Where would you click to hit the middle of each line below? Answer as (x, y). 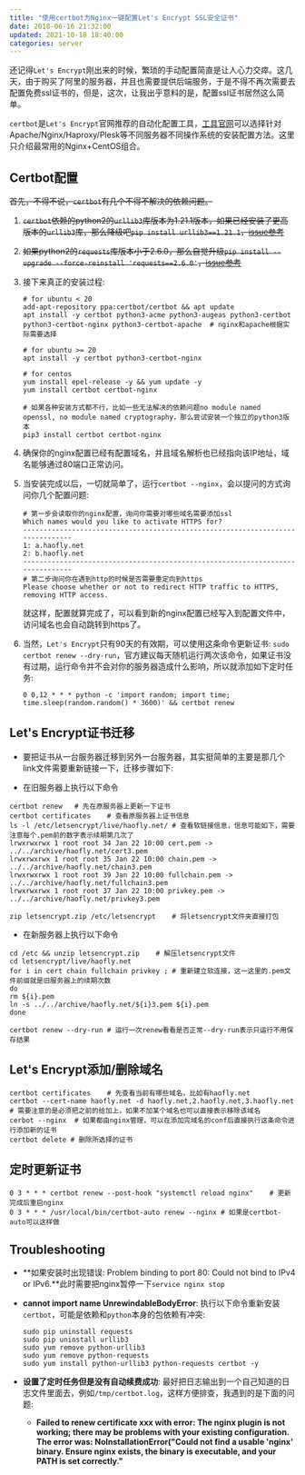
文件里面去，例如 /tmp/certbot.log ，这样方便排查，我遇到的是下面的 (159, 1393)
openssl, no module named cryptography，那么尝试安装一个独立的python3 (152, 418)
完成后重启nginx (37, 1202)
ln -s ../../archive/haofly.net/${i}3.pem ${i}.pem (109, 1004)
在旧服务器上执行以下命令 (70, 787)
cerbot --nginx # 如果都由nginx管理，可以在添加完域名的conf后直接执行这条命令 (149, 1120)
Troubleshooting (58, 1249)
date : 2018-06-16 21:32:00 (60, 26)
